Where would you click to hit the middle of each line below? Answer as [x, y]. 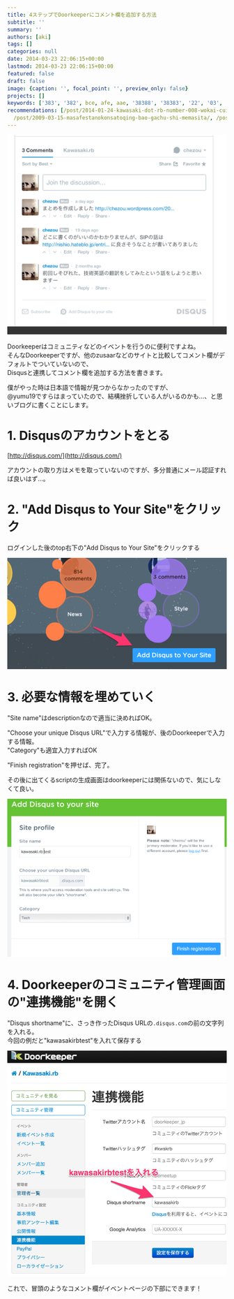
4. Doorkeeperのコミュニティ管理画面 [116, 984]
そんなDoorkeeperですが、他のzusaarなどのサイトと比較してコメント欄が [113, 355]
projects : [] [26, 96]
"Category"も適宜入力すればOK [52, 750]
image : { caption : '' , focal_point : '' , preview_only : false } [98, 88]
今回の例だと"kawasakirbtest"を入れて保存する [75, 1040]
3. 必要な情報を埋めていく [81, 697]
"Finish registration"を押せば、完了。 [60, 765]
